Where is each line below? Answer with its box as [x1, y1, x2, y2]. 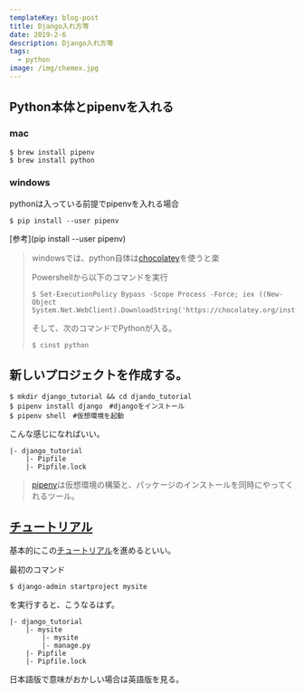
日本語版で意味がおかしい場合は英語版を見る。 [9, 674, 184, 685]
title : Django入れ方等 [9, 22, 90, 31]
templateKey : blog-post [9, 13, 100, 23]
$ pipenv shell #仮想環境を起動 [9, 411, 125, 421]
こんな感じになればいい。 [9, 428, 105, 439]
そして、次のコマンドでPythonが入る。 [31, 322, 177, 333]
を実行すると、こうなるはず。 [9, 599, 120, 611]
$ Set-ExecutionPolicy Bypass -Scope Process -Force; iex [31, 290, 255, 299]
